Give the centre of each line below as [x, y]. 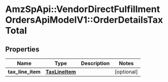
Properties [22, 49]
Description [95, 63]
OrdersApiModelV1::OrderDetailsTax [84, 20]
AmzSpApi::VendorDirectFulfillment [83, 9]
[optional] [126, 72]
